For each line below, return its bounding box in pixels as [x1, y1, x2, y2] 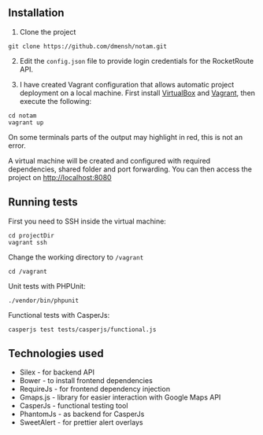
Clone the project [19, 27, 76, 36]
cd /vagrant [8, 267, 47, 275]
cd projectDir [8, 231, 55, 239]
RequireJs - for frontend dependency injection [19, 385, 171, 394]
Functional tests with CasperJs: [8, 310, 110, 319]
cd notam [8, 112, 37, 120]
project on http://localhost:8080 [8, 172, 112, 182]
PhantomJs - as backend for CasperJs [19, 409, 145, 419]
